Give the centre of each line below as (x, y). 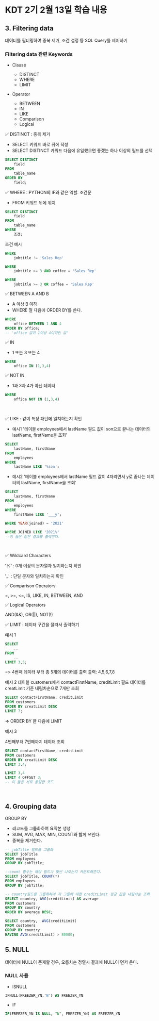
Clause (19, 65)
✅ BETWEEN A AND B (27, 294)
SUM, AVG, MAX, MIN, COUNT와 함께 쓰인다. (56, 834)
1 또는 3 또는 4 (26, 352)
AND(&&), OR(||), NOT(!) (29, 615)
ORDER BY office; (23, 328)
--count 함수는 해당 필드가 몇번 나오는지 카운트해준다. (54, 872)
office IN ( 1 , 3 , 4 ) (32, 366)
